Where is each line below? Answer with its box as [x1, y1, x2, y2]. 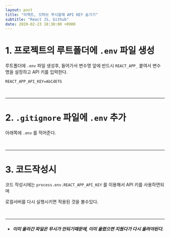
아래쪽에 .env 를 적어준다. [5, 130, 57, 136]
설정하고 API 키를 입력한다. [14, 69, 68, 75]
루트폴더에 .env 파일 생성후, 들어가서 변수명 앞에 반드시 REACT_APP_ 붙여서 [5, 63, 152, 69]
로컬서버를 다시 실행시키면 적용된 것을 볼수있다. [5, 199, 99, 205]
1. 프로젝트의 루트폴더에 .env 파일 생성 [5, 45, 155, 56]
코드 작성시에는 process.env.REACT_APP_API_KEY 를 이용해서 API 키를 [5, 182, 143, 188]
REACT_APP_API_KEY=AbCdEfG [5, 79, 62, 84]
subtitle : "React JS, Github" [5, 17, 69, 22]
